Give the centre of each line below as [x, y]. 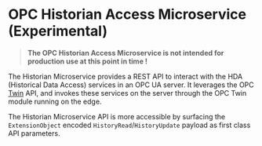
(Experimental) [58, 31]
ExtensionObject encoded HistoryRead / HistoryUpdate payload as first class [129, 125]
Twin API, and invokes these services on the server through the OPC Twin [127, 93]
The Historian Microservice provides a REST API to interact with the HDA [126, 76]
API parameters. [34, 133]
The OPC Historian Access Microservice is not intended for [126, 53]
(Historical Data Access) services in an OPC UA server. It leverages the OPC [131, 85]
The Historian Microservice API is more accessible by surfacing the [117, 116]
